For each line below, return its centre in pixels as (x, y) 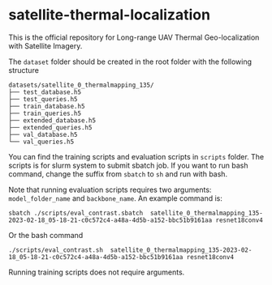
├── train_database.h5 (47, 106)
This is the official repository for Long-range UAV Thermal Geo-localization (134, 37)
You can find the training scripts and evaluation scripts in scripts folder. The (136, 156)
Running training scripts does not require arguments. (97, 272)
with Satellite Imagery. (45, 45)
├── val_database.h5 (43, 134)
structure (24, 70)
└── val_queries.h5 (41, 142)
